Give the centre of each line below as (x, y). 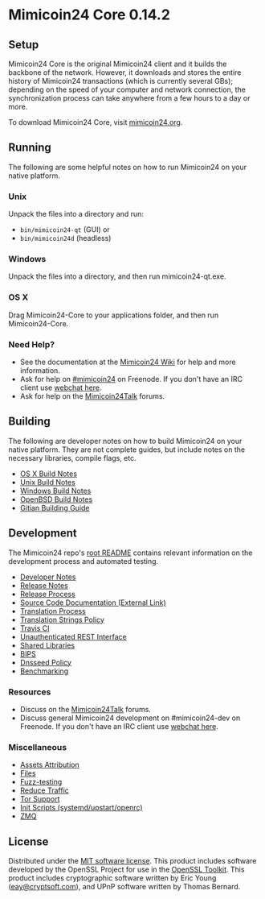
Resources (30, 692)
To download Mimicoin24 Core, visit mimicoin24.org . (96, 122)
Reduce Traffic (45, 790)
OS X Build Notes (49, 474)
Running (30, 148)
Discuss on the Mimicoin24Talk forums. (85, 709)
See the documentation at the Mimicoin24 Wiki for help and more (128, 362)
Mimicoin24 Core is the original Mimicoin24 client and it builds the (118, 64)
